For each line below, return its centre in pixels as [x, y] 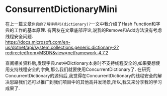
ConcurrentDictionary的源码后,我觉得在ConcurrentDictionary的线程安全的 [81, 75]
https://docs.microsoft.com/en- [38, 42]
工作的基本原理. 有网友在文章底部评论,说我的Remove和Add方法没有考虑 [88, 30]
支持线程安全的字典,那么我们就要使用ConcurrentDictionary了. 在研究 [80, 69]
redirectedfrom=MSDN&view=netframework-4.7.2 [57, 53]
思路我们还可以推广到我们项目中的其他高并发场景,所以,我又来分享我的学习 [86, 82]
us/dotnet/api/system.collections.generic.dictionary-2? [62, 47]
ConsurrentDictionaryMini [61, 9]
